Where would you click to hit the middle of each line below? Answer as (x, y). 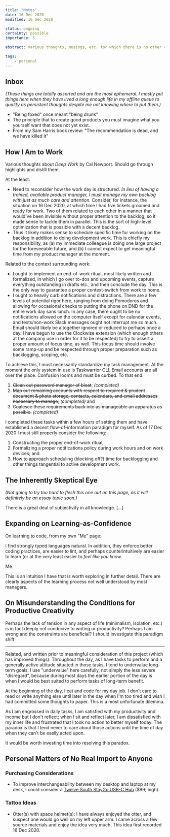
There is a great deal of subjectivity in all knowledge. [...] (65, 508)
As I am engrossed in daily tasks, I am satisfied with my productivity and (80, 711)
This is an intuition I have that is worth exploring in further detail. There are (83, 576)
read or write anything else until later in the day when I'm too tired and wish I (85, 696)
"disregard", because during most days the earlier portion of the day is (79, 675)
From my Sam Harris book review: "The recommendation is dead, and (85, 131)
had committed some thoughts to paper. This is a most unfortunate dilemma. (85, 701)
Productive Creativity (40, 611)
